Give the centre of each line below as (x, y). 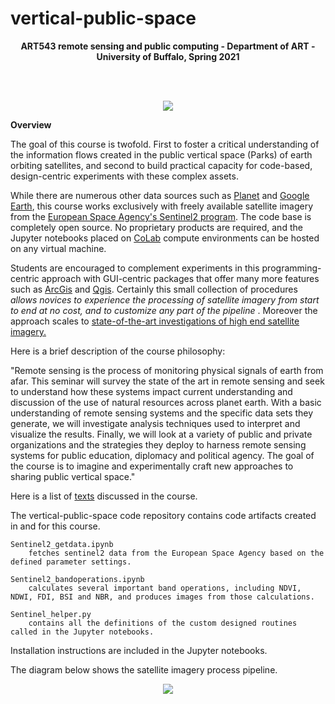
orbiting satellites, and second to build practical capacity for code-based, (161, 165)
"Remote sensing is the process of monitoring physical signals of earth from (167, 370)
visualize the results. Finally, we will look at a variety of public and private (161, 434)
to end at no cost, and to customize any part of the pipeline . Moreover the (164, 310)
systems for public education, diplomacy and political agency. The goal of (162, 455)
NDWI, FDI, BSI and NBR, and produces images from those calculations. (162, 597)
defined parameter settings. (71, 562)
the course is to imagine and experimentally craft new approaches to (152, 466)
